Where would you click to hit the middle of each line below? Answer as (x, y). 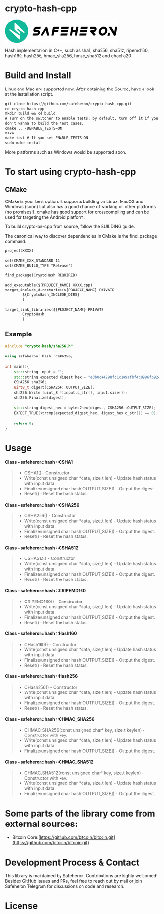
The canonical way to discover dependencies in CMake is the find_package (81, 236)
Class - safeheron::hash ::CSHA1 (39, 462)
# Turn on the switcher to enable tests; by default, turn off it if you (82, 118)
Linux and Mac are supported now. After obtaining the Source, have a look (80, 89)
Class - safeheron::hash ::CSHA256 (42, 505)
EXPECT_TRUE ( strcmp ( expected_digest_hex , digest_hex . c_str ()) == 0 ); (86, 413)
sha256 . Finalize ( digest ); (40, 398)
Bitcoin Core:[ (26, 837)
